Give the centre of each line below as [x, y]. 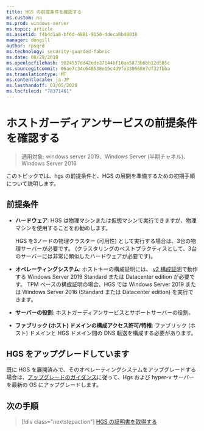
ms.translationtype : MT [37, 74]
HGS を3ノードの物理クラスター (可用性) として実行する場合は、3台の [103, 240]
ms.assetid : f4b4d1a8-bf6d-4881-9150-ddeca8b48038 [72, 35]
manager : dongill [28, 40]
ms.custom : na [24, 18]
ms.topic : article [30, 29]
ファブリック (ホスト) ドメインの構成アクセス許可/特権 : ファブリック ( [103, 325]
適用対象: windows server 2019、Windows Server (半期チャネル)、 [105, 156]
